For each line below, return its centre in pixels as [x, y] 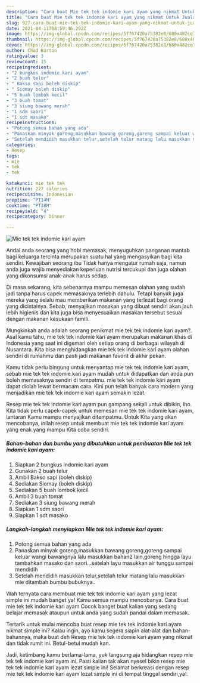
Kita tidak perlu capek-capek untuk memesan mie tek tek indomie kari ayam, [100, 411]
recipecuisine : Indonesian [40, 194]
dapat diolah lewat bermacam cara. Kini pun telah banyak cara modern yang [100, 387]
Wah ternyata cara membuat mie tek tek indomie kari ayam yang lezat [92, 594]
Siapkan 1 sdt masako [41, 515]
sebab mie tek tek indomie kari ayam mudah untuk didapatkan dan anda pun [100, 374]
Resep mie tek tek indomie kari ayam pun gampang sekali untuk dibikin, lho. [99, 404]
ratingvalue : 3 [25, 56]
